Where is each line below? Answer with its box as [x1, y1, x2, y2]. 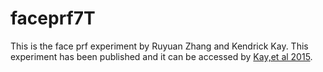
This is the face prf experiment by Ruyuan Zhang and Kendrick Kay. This [10, 40, 309, 52]
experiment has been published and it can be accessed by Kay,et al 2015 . [10, 50, 313, 62]
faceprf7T [10, 7, 96, 30]
